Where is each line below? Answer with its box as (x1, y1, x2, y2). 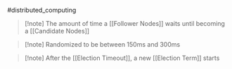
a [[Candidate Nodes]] (24, 27, 90, 35)
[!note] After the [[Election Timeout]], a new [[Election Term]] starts (24, 54, 220, 62)
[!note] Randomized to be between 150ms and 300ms (24, 40, 181, 48)
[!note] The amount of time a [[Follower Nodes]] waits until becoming (24, 20, 225, 27)
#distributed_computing (7, 6, 77, 14)
